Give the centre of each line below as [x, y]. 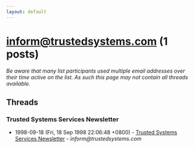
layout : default [26, 12]
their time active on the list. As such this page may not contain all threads [97, 77]
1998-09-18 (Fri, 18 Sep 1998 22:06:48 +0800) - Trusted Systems [96, 132]
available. [19, 83]
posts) [22, 54]
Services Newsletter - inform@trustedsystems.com [78, 139]
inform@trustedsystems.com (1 [87, 41]
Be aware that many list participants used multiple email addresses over [96, 71]
